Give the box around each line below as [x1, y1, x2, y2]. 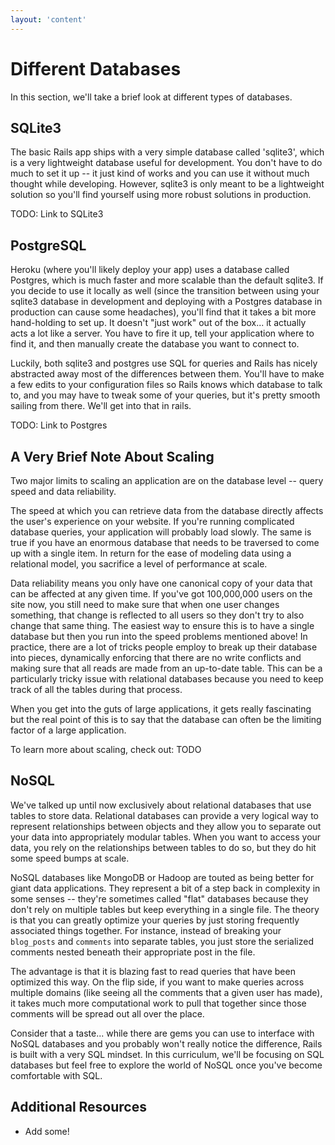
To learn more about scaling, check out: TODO [10, 744, 202, 755]
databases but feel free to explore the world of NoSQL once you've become [10, 1059, 323, 1071]
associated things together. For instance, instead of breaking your [10, 924, 282, 936]
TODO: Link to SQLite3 [10, 208, 104, 220]
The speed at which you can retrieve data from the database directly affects [10, 505, 324, 516]
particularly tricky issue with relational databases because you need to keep [10, 673, 324, 685]
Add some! [24, 1125, 70, 1137]
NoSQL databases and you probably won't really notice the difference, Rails [10, 1037, 323, 1050]
